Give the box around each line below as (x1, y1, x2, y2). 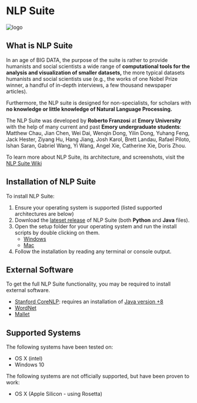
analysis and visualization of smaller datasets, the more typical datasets (6, 69, 185, 76)
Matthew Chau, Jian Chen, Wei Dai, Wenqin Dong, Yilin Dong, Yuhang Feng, (6, 129, 190, 136)
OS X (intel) (14, 355, 43, 362)
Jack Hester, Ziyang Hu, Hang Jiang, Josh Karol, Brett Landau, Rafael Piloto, (6, 136, 191, 143)
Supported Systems (6, 327, 81, 338)
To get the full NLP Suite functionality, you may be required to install (6, 280, 171, 287)
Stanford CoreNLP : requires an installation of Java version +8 (14, 298, 163, 305)
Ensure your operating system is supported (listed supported (14, 204, 163, 211)
